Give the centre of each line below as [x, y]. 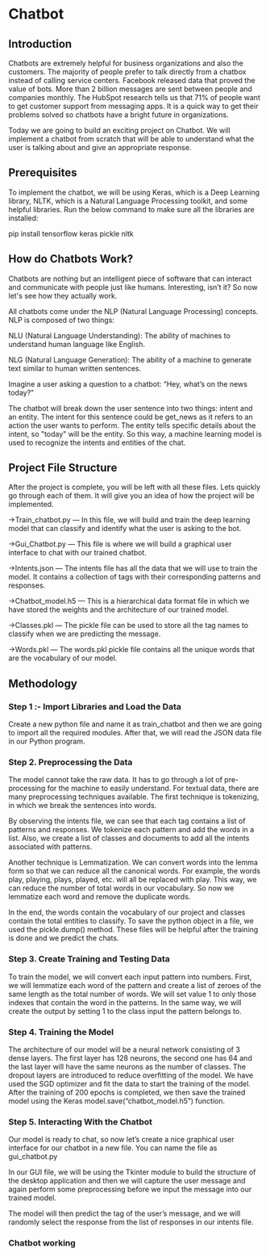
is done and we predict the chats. [64, 938]
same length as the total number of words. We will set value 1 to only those [132, 994]
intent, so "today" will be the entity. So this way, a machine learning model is [135, 433]
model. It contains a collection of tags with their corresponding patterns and [135, 577]
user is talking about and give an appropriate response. [100, 147]
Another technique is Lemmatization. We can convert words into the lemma [133, 862]
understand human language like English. [77, 344]
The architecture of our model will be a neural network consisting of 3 [124, 1049]
